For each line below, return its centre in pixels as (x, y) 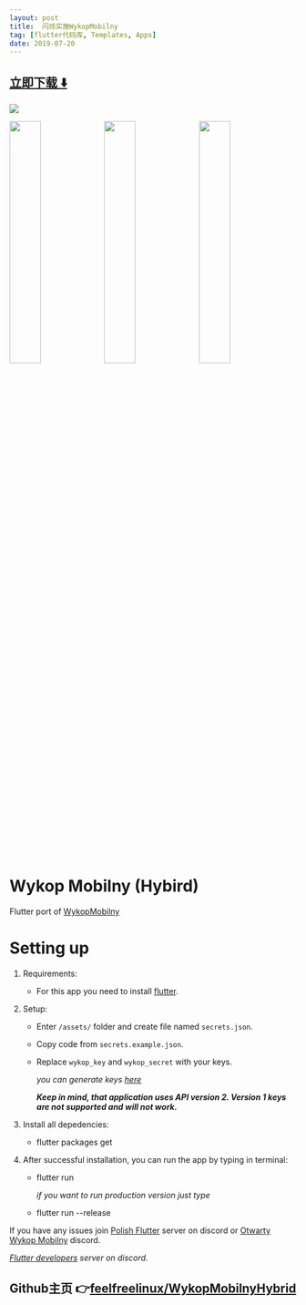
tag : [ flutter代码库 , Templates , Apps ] (83, 35)
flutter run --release (73, 1212)
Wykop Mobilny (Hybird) (104, 886)
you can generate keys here (89, 1079)
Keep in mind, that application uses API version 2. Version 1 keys (161, 1097)
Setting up (49, 948)
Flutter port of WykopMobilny (65, 911)
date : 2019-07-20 (42, 43)
